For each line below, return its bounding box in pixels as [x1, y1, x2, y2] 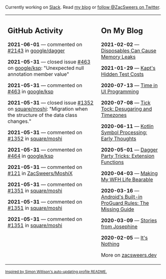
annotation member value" [7, 70, 69, 77]
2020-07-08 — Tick [101, 99, 151, 106]
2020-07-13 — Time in [101, 82, 158, 89]
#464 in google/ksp [7, 152, 53, 159]
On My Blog [101, 26, 143, 35]
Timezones [101, 112, 127, 118]
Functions [101, 159, 124, 166]
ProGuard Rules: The [101, 199, 149, 206]
